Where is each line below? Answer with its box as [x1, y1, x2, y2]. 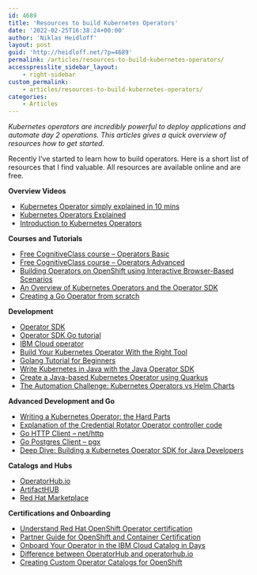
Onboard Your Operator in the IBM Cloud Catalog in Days [19, 541, 206, 550]
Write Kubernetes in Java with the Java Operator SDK [19, 364, 195, 374]
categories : [8, 93, 47, 101]
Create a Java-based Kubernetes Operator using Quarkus [19, 373, 208, 382]
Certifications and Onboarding [8, 508, 111, 518]
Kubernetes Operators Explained [19, 210, 127, 220]
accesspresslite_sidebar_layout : [8, 63, 119, 71]
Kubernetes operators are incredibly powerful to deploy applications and [8, 122, 247, 132]
